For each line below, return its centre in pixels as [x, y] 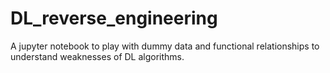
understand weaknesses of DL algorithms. [97, 56]
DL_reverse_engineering [114, 18]
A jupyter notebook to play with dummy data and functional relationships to [165, 46]
